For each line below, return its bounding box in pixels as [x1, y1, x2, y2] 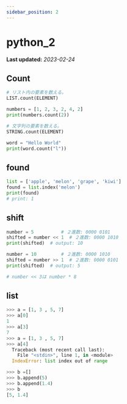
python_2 [6, 35, 56, 49]
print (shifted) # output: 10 [6, 240, 84, 247]
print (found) [6, 190, 40, 196]
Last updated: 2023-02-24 [6, 56, 75, 63]
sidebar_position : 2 [6, 9, 59, 15]
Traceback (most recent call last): [12, 346, 105, 353]
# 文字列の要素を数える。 [6, 123, 62, 129]
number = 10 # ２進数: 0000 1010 [6, 252, 111, 258]
